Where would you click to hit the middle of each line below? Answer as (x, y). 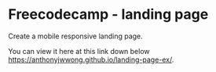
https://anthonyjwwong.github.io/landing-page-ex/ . (91, 59)
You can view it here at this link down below (79, 51)
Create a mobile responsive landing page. (75, 36)
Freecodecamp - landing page (108, 14)
